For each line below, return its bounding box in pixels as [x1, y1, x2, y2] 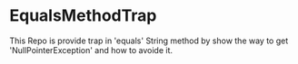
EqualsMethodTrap [9, 5, 157, 26]
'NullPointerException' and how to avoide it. [9, 44, 174, 55]
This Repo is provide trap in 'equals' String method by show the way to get [9, 35, 289, 46]
